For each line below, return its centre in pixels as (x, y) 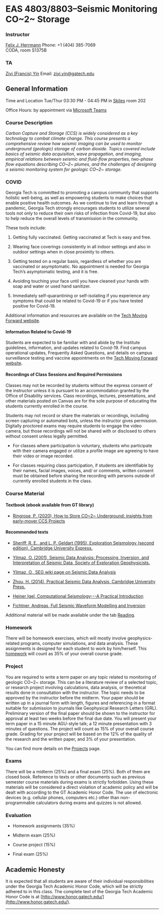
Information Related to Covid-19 (38, 331)
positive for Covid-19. (34, 306)
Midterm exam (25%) (34, 835)
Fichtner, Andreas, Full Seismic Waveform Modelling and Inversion (79, 605)
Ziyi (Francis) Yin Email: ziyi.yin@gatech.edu (50, 73)
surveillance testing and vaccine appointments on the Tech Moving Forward (82, 358)
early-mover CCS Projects (39, 521)
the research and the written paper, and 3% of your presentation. (71, 739)
